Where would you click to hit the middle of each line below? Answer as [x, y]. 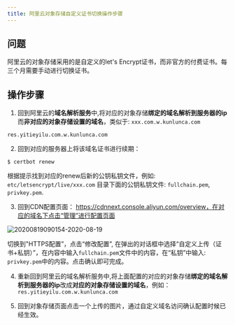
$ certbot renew [31, 162]
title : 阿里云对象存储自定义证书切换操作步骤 [65, 14]
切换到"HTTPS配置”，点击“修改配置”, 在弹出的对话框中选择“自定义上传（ [112, 244]
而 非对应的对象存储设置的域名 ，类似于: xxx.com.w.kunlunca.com [109, 122]
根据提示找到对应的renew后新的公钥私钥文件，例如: [81, 176]
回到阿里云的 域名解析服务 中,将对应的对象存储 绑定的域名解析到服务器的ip [122, 113]
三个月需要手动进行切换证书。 [50, 71]
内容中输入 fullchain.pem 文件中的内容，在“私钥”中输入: [127, 253]
